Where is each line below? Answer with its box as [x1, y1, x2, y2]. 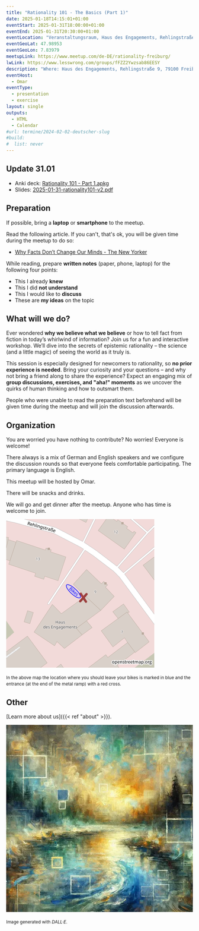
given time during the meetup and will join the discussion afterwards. [6, 403, 175, 410]
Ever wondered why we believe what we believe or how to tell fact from [6, 330, 182, 337]
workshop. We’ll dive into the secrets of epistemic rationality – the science [6, 342, 187, 349]
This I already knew [14, 277, 63, 285]
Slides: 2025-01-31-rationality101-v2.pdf [14, 186, 114, 193]
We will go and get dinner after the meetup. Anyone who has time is [6, 501, 172, 508]
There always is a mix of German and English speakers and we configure [6, 454, 184, 461]
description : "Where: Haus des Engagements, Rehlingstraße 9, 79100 [6, 66, 179, 72]
